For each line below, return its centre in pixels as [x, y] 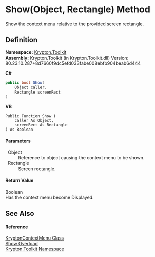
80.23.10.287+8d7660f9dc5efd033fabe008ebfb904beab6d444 [73, 63]
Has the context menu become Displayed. [50, 197]
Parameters [18, 141]
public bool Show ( [25, 82]
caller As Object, [34, 121]
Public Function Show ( [31, 116]
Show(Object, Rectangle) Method [78, 10]
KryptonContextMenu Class [35, 238]
